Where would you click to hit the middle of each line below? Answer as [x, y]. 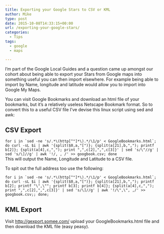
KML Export [23, 209]
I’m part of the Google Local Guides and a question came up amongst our [79, 69]
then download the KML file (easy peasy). [47, 227]
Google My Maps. [23, 90]
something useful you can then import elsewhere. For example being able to [82, 79]
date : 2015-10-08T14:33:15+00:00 [39, 23]
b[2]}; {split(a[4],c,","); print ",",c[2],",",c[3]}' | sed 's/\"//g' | [82, 150]
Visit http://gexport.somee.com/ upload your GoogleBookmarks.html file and [82, 221]
